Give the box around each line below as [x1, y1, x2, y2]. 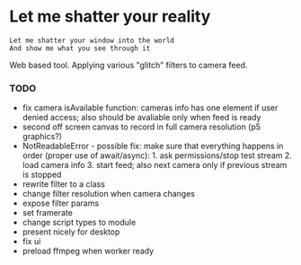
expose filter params [22, 198, 100, 208]
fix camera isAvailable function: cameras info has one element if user [22, 102, 279, 113]
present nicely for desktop [22, 226, 120, 237]
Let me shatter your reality [9, 6, 211, 27]
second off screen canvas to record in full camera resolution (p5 [22, 121, 261, 132]
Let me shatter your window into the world [9, 36, 175, 45]
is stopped [22, 169, 62, 181]
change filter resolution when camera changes [22, 189, 196, 199]
